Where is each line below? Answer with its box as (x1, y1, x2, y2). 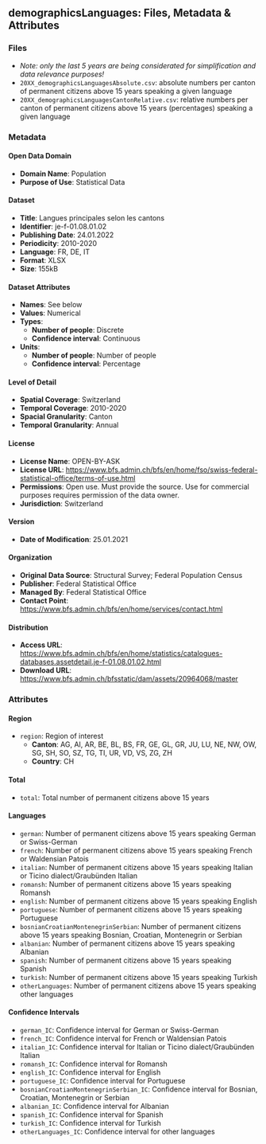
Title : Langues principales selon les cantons (19, 213, 165, 223)
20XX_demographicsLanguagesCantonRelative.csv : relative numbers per (19, 95, 249, 104)
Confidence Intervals (8, 1007, 79, 1017)
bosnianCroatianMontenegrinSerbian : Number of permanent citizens (19, 921, 241, 931)
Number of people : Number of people (31, 350, 156, 361)
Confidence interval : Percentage (31, 359, 141, 369)
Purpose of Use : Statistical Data (19, 177, 125, 186)
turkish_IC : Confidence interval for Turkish (19, 1118, 161, 1127)
